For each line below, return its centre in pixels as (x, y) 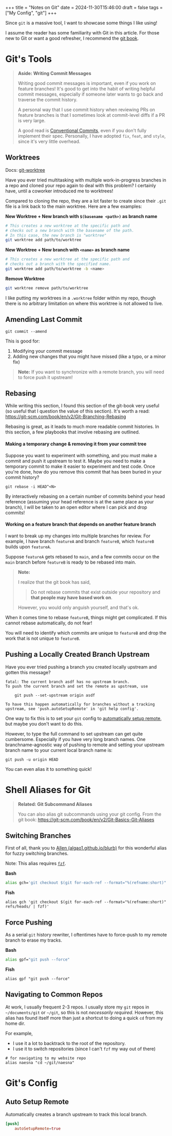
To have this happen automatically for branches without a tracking (80, 704)
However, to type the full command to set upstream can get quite (74, 734)
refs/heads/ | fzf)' (27, 907)
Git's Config (32, 1083)
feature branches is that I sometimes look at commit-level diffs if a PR (91, 115)
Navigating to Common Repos (54, 995)
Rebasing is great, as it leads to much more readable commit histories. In (82, 427)
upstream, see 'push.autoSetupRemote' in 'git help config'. (72, 709)
